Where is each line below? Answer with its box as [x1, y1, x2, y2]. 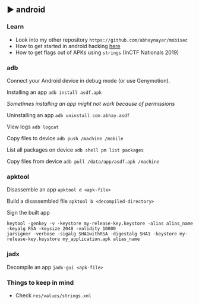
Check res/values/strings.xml [15, 291, 91, 299]
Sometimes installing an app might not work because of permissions [7, 100, 175, 107]
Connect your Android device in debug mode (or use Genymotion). [7, 77, 170, 84]
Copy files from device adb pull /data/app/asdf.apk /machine [7, 158, 160, 165]
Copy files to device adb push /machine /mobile [7, 134, 124, 142]
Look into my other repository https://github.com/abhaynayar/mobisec [15, 36, 188, 43]
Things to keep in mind [7, 278, 74, 287]
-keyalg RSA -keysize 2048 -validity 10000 [7, 226, 116, 232]
